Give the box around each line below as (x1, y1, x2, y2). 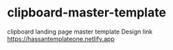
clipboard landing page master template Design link (7, 27, 153, 36)
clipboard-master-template (7, 5, 167, 21)
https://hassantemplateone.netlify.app (7, 34, 115, 42)
